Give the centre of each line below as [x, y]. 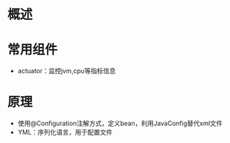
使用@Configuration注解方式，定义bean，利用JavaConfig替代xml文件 [120, 123]
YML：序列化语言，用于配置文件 [65, 132]
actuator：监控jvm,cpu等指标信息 [67, 71]
